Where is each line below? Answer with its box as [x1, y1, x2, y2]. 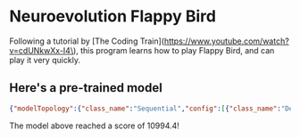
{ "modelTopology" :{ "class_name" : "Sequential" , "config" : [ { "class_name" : [9, 104, 281, 113]
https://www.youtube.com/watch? [163, 36, 290, 46]
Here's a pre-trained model [9, 80, 162, 95]
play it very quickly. [9, 54, 81, 65]
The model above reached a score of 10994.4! [9, 120, 180, 131]
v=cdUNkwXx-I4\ [9, 45, 74, 55]
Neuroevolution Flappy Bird [9, 6, 217, 27]
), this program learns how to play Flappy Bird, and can [72, 45, 275, 55]
